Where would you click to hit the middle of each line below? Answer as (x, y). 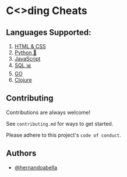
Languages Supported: (49, 32)
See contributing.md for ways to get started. (60, 123)
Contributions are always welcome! (48, 112)
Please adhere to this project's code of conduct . (63, 135)
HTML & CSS (30, 46)
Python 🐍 (25, 53)
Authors (21, 153)
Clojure (23, 80)
